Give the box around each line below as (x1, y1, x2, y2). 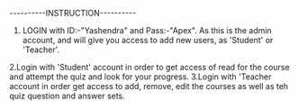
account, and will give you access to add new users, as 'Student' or (22, 35, 274, 45)
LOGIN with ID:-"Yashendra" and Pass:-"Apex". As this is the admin (22, 25, 272, 35)
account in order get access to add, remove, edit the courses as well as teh (9, 81, 289, 91)
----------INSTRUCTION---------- (9, 8, 137, 18)
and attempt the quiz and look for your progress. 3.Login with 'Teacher (9, 71, 272, 82)
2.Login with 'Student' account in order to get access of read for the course (9, 62, 290, 72)
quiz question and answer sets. (9, 90, 126, 101)
